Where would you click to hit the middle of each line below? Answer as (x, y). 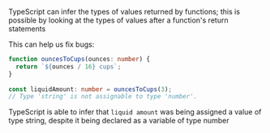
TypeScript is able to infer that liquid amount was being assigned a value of (135, 112)
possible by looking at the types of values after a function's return (118, 20)
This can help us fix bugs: (51, 44)
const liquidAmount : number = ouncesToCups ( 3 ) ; (90, 89)
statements (27, 29)
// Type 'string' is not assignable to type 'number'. (103, 97)
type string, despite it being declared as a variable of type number (119, 121)
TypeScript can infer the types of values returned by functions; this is (124, 12)
